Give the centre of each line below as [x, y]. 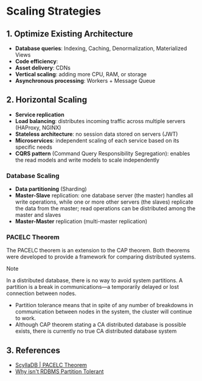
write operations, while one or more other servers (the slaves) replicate [104, 202]
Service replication [40, 115]
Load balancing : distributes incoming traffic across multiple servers [100, 121]
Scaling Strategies [54, 11]
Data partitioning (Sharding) [51, 189]
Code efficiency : [37, 61]
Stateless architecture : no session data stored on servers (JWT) [96, 134]
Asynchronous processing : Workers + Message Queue [85, 81]
